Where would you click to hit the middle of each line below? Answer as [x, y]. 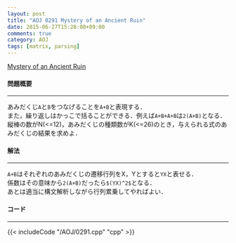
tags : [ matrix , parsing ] [44, 46]
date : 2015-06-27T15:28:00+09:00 [56, 27]
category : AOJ [28, 40]
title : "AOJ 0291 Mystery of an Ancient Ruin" [77, 20]
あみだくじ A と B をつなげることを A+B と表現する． [77, 107]
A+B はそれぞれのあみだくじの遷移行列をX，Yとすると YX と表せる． [103, 174]
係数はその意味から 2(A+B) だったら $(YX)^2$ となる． [81, 183]
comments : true [29, 33]
